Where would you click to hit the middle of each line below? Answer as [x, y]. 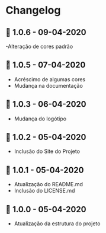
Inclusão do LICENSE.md [44, 191]
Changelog [33, 10]
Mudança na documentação [49, 85]
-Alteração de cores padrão [39, 46]
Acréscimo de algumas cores [50, 79]
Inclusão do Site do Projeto [47, 151]
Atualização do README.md [49, 184]
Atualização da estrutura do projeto [57, 224]
